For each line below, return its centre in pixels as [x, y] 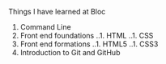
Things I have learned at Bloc [57, 12]
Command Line [45, 27]
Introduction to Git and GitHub [70, 52]
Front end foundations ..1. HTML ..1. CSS [87, 36]
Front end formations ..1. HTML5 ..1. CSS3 [89, 44]
